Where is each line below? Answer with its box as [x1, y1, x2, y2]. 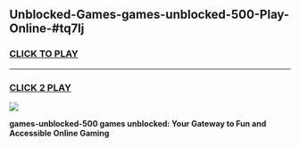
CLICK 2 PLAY [9, 81, 71, 94]
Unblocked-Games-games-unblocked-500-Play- [9, 7, 290, 22]
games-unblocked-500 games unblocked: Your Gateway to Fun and [9, 118, 267, 128]
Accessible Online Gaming [9, 127, 110, 138]
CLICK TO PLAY [9, 48, 79, 61]
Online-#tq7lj [9, 21, 85, 37]
